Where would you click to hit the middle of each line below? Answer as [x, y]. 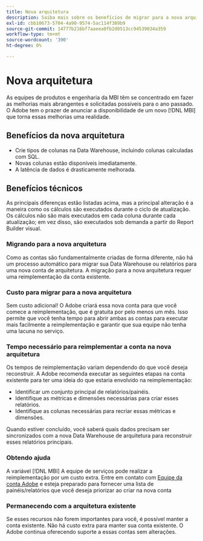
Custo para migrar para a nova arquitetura [69, 292]
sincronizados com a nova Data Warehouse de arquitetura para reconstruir [99, 436]
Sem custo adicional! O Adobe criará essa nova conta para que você [92, 306]
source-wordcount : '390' [37, 40]
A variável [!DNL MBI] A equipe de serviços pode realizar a [79, 471]
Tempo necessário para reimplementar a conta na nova [89, 347]
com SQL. [27, 156]
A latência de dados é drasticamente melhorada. [75, 169]
